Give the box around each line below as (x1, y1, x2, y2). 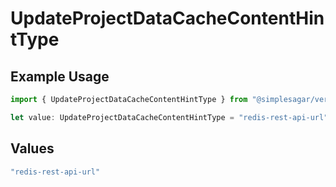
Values (10, 140, 55, 157)
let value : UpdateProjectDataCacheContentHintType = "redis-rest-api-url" (10, 112, 329, 122)
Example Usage (10, 68, 110, 85)
